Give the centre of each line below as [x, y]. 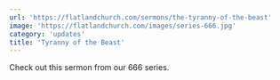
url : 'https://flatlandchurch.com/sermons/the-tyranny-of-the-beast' [141, 17]
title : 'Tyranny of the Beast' [67, 42]
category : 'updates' [48, 34]
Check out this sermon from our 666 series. [89, 68]
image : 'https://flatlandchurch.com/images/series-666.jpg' [123, 26]
